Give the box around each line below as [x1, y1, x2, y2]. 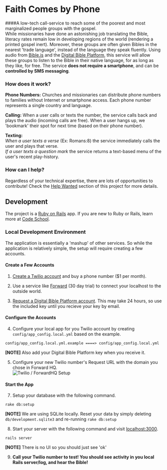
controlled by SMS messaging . [5, 68, 70, 74]
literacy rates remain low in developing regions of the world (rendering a [5, 36, 154, 42]
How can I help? [5, 166, 45, 173]
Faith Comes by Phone [5, 4, 101, 15]
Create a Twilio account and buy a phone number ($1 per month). [12, 273, 147, 279]
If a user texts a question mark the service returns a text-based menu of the [5, 149, 162, 155]
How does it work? [5, 80, 51, 87]
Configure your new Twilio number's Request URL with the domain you [12, 359, 158, 365]
